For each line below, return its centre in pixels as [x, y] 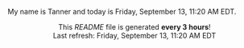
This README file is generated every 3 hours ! [134, 27]
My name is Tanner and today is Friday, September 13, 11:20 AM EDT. [122, 12]
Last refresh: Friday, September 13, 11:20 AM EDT [134, 36]
